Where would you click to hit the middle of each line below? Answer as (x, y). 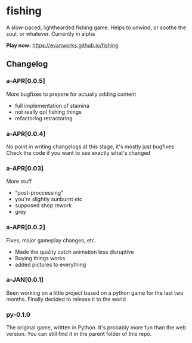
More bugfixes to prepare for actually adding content (71, 94)
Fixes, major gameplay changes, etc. (51, 240)
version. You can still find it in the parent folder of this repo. (79, 334)
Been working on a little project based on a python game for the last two (95, 292)
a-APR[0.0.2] (26, 227)
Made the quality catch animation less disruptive (74, 252)
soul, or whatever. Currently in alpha (51, 33)
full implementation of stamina (52, 105)
